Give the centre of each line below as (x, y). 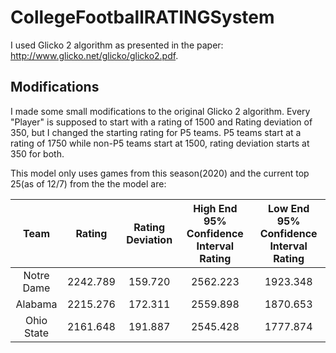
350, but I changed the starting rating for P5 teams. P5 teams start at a (156, 132)
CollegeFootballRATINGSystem (142, 17)
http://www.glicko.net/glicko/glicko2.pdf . (94, 55)
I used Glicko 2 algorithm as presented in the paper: (117, 45)
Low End (288, 208)
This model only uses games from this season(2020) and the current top (160, 173)
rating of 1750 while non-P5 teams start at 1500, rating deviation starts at (160, 143)
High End (215, 208)
